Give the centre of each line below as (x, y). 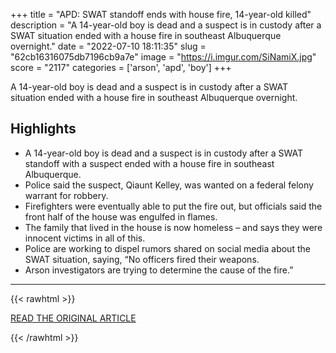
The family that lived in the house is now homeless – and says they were (173, 227)
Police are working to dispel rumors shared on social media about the (167, 248)
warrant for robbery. (66, 195)
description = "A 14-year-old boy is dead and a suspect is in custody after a (166, 25)
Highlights (43, 129)
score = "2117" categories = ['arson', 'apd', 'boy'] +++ (121, 67)
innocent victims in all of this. (85, 238)
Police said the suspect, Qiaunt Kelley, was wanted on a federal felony (169, 185)
